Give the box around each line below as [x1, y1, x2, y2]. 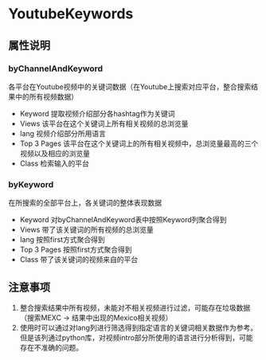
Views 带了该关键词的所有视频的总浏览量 [19, 225, 154, 235]
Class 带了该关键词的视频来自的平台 [19, 255, 138, 264]
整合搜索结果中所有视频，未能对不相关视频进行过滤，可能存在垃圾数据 [19, 303, 251, 312]
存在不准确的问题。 [19, 342, 84, 352]
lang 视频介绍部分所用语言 [19, 128, 106, 138]
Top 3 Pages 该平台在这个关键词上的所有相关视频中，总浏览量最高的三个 [19, 139, 259, 148]
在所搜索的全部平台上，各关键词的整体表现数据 [8, 198, 162, 208]
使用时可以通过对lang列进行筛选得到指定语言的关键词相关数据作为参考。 [19, 323, 257, 332]
